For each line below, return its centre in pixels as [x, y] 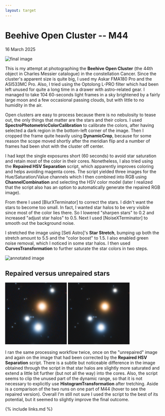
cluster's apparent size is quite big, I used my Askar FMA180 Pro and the [79, 79]
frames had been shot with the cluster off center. [55, 146]
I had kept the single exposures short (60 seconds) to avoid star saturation [81, 156]
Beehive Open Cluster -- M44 [67, 35]
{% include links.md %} [29, 409]
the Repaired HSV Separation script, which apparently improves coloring [80, 166]
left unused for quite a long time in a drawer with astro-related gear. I [75, 89]
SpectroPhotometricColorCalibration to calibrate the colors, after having [80, 125]
